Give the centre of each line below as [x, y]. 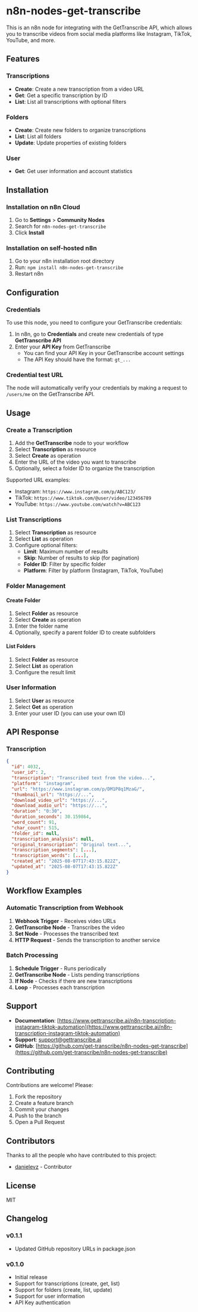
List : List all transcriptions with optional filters [70, 101]
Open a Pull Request [40, 1122]
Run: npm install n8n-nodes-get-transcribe [69, 267]
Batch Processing [32, 955]
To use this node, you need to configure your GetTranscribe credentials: [94, 322]
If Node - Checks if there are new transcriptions [73, 981]
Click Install [29, 232]
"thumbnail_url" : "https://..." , [53, 795]
